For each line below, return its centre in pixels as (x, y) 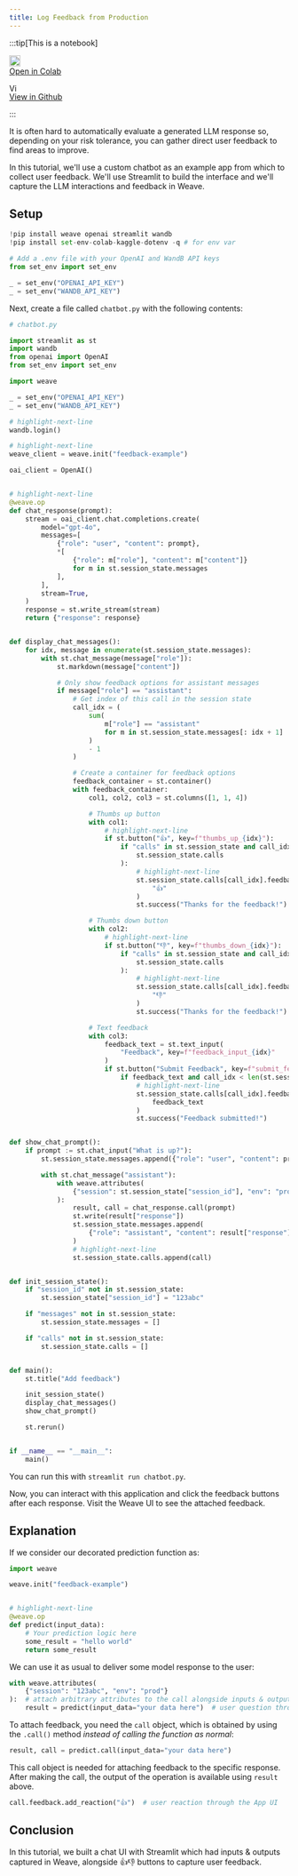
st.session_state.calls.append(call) (142, 1257)
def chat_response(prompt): (61, 511)
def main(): (31, 1370)
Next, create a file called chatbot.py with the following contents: (126, 308)
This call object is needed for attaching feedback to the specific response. (145, 1767)
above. (22, 1786)
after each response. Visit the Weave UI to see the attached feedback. (137, 1503)
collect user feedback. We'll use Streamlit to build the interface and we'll (141, 176)
